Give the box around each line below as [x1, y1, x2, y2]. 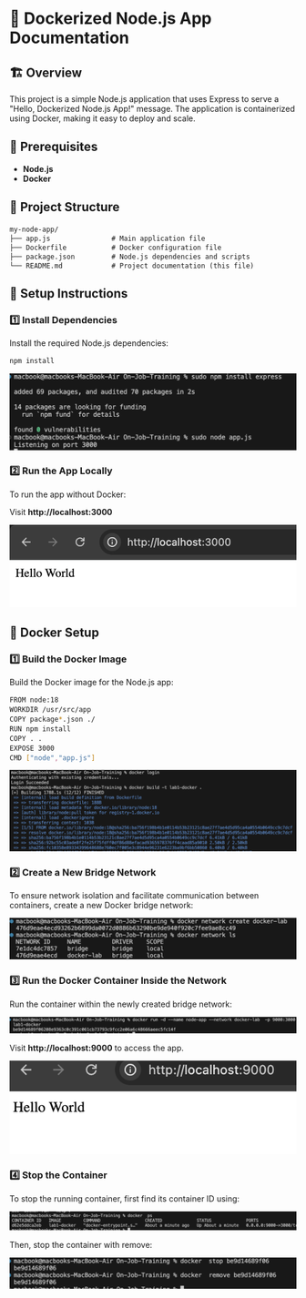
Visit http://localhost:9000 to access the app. [9, 1042, 185, 1054]
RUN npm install [9, 724, 71, 734]
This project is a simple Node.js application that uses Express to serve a [9, 94, 280, 104]
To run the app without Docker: [9, 489, 127, 500]
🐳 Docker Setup [9, 624, 100, 640]
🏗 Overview [9, 65, 83, 80]
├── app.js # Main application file [9, 234, 206, 243]
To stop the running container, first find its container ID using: [9, 1192, 240, 1204]
